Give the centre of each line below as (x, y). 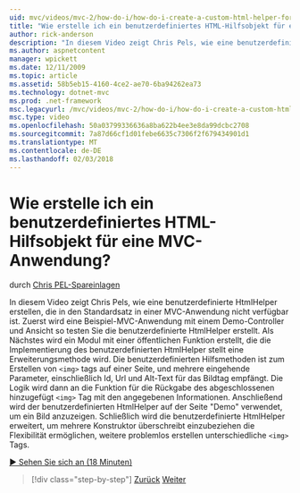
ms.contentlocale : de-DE (55, 150)
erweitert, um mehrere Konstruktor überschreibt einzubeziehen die (132, 426)
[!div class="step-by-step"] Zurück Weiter (108, 480)
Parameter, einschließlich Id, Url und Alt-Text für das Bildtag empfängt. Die (146, 378)
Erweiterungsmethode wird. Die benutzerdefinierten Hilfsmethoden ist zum (147, 360)
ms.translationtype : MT (54, 142)
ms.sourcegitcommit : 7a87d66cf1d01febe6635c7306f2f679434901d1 (129, 134)
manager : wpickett (43, 59)
